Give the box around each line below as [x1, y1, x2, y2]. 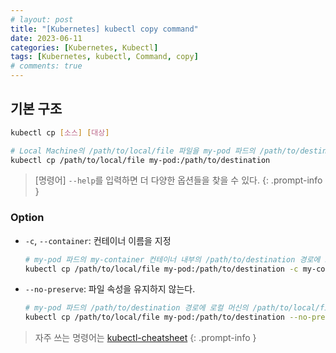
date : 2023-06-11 [10, 33, 83, 43]
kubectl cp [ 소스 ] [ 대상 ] [10, 127, 110, 138]
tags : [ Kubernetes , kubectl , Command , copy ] [10, 52, 199, 62]
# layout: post [10, 14, 74, 25]
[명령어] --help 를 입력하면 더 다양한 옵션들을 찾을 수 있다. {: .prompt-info [34, 174, 323, 186]
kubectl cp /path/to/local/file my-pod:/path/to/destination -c [24, 264, 299, 274]
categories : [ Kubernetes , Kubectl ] [10, 42, 159, 53]
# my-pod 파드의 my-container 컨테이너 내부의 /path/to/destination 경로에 [24, 254, 321, 265]
